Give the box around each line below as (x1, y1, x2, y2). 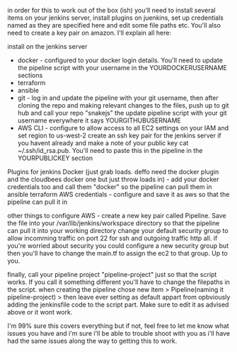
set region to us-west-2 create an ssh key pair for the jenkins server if (17, 131, 221, 140)
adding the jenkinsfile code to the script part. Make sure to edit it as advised (7, 300, 229, 309)
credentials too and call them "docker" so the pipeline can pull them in (7, 183, 212, 191)
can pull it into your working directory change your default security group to (7, 227, 229, 234)
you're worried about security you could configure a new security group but (7, 242, 229, 250)
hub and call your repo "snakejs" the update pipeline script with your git (17, 109, 228, 117)
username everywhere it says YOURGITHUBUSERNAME (17, 116, 182, 125)
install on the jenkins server (7, 42, 88, 50)
